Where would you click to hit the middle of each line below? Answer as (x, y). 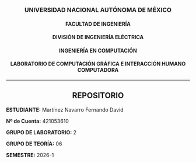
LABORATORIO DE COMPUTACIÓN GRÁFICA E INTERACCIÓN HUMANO (98, 64)
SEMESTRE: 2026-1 (30, 155)
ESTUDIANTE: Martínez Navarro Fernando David (65, 110)
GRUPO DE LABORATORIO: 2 (41, 132)
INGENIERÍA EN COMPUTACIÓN (98, 50)
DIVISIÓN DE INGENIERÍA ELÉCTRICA (98, 37)
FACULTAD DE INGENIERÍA (98, 24)
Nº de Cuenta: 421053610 (37, 121)
